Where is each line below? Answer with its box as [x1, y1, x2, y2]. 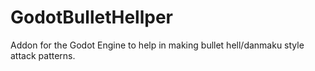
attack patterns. [10, 49, 76, 61]
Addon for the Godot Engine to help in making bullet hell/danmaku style [10, 39, 305, 51]
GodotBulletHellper [10, 6, 173, 29]
